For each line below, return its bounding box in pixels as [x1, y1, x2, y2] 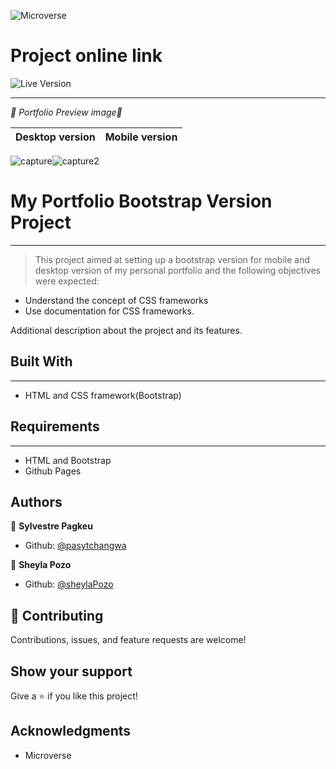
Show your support [10, 663, 133, 680]
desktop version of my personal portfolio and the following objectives [34, 264, 321, 276]
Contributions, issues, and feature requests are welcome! [10, 634, 247, 646]
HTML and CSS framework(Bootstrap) [24, 389, 182, 401]
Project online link [10, 45, 163, 67]
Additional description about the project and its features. [10, 324, 243, 336]
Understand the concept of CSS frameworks [24, 294, 209, 306]
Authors [10, 493, 63, 510]
